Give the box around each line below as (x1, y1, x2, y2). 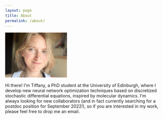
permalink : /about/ (5, 18, 45, 23)
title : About (5, 13, 32, 18)
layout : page (5, 8, 32, 13)
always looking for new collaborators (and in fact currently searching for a (5, 98, 156, 104)
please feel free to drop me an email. (5, 108, 80, 114)
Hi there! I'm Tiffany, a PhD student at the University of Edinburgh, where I (5, 82, 156, 88)
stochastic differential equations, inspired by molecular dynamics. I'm (5, 92, 147, 98)
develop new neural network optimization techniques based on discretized (5, 88, 157, 93)
